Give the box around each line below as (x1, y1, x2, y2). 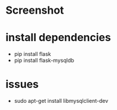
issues (5, 78, 39, 91)
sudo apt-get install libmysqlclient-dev (14, 98, 109, 105)
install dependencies (5, 31, 111, 45)
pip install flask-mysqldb (14, 57, 75, 64)
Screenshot (5, 4, 64, 17)
